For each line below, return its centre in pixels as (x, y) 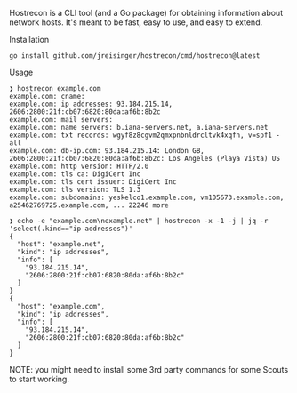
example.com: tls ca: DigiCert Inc (75, 174)
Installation (29, 40)
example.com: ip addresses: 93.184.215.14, (91, 104)
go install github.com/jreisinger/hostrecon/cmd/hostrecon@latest (135, 56)
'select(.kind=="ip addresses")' (71, 229)
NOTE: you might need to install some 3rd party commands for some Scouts (149, 369)
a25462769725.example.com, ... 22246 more (89, 205)
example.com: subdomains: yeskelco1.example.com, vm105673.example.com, (147, 197)
